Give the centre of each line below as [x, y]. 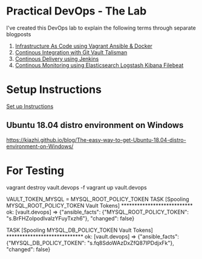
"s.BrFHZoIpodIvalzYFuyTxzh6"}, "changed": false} [70, 218]
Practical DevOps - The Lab [77, 11]
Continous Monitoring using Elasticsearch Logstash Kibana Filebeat [99, 65]
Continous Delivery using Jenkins [57, 59]
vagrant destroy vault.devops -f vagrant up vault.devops [77, 187]
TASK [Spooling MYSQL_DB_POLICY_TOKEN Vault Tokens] [80, 230]
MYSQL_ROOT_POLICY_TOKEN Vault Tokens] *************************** [100, 205]
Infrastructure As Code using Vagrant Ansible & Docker [84, 46]
